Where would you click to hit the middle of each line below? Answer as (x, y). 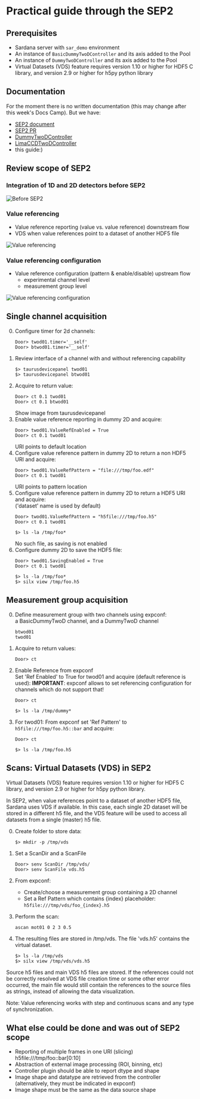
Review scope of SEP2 (49, 169)
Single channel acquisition (57, 316)
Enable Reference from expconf (54, 670)
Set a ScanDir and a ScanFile (50, 853)
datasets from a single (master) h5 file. (54, 819)
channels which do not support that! (59, 689)
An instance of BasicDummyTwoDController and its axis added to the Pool (103, 54)
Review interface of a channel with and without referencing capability (100, 358)
